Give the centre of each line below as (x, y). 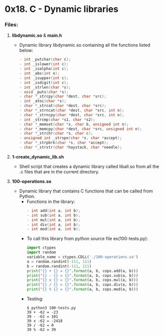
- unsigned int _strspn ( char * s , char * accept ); (71, 138)
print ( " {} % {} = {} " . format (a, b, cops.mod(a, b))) (82, 289)
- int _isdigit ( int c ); (44, 83)
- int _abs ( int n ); (40, 74)
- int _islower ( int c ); (44, 64)
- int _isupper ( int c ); (44, 78)
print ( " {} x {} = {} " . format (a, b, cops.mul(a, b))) (82, 280)
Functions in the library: (51, 201)
